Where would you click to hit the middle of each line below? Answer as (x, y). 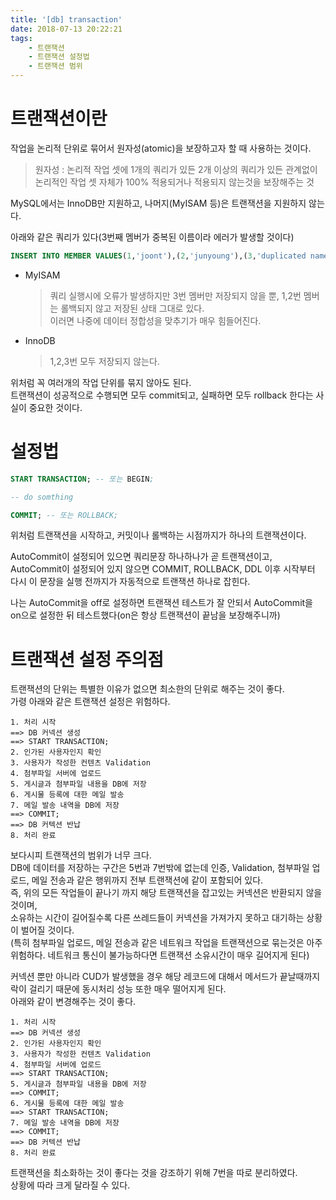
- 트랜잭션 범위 (55, 66)
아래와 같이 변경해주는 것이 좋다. (73, 1002)
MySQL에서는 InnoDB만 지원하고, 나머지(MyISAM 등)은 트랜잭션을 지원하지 (158, 203)
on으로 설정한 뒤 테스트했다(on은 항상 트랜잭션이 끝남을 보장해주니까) (145, 615)
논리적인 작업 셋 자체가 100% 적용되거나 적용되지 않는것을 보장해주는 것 (174, 182)
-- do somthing (42, 497)
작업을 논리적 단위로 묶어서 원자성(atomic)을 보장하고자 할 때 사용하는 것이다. (161, 148)
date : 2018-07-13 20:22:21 (66, 29)
